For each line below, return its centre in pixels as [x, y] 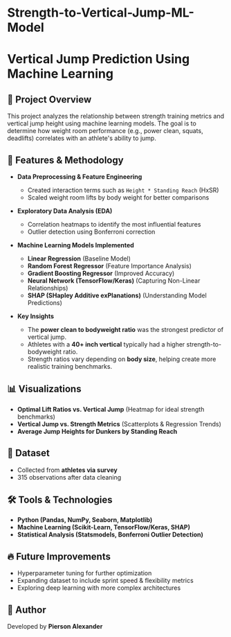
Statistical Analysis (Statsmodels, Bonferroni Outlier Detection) [110, 534]
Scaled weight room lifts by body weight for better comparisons [118, 198]
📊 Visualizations [44, 389]
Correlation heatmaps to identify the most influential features [114, 224]
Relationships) [48, 288]
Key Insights [35, 316]
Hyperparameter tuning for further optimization [84, 573]
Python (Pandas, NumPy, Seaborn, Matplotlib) [85, 520]
